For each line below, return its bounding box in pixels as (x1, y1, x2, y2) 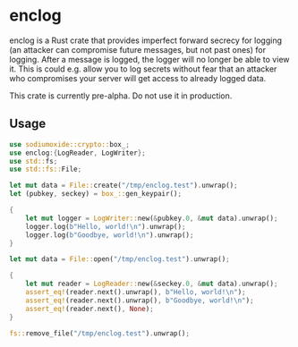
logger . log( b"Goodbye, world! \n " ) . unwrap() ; (25, 230, 194, 240)
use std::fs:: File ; (9, 165, 82, 174)
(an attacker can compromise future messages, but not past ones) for (9, 44, 267, 55)
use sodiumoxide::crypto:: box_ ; (9, 140, 130, 148)
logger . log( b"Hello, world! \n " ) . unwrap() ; (25, 222, 186, 231)
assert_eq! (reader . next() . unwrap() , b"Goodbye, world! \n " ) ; (25, 296, 254, 305)
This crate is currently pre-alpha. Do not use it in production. (9, 90, 233, 101)
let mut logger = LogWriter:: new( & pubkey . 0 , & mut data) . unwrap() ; (25, 214, 278, 223)
